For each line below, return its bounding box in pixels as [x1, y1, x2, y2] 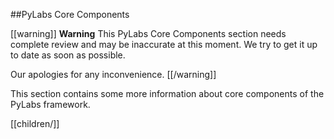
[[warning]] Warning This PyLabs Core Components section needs [10, 28, 287, 39]
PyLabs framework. [10, 99, 91, 110]
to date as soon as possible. [10, 49, 126, 61]
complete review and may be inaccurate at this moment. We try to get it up [10, 39, 318, 50]
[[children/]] [10, 118, 60, 129]
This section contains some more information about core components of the [10, 88, 325, 99]
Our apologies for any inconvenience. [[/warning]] [10, 69, 217, 80]
